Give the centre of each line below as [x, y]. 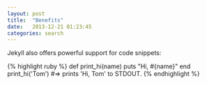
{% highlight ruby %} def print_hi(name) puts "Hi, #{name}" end [99, 66]
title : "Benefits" [36, 20]
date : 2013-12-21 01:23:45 [49, 26]
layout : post [26, 14]
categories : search [36, 33]
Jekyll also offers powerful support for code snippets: [84, 53]
